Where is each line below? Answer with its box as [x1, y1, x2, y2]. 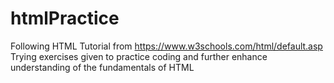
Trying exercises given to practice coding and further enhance [10, 50, 268, 62]
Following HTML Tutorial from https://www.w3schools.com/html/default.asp [10, 40, 323, 52]
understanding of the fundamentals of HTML [10, 61, 195, 73]
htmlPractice [10, 7, 120, 30]
